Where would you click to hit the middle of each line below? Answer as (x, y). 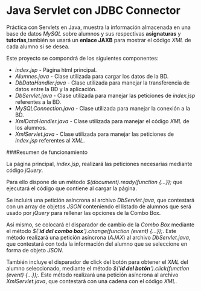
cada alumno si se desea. (38, 46)
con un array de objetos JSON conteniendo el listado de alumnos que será (99, 206)
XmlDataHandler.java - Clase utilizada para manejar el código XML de (102, 121)
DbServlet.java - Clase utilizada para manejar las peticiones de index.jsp (105, 95)
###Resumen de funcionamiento (47, 152)
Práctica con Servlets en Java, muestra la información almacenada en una (99, 27)
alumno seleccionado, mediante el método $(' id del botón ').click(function (98, 268)
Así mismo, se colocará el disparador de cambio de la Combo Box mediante (101, 225)
